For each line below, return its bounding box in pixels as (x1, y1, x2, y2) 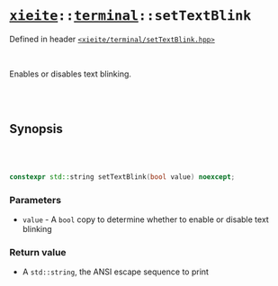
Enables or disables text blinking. (9, 68, 132, 79)
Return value (9, 246, 67, 258)
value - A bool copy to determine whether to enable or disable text (22, 214, 270, 225)
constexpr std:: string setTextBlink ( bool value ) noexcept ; (9, 172, 236, 182)
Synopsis (9, 121, 63, 137)
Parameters (9, 193, 61, 206)
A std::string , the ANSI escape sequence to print (22, 266, 210, 277)
